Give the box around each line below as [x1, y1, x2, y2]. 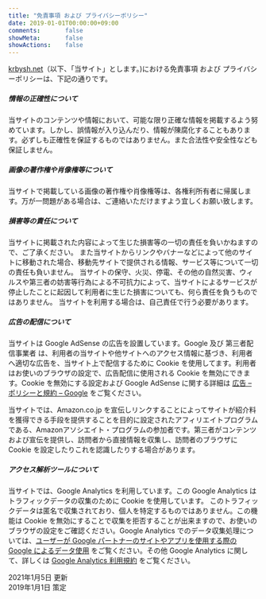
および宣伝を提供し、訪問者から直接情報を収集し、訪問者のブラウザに [8, 435, 238, 444]
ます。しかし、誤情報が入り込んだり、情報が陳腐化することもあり [29, 125, 245, 135]
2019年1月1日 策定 [8, 582, 67, 592]
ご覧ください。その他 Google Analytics [98, 546, 226, 555]
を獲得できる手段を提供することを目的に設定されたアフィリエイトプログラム [8, 415, 259, 424]
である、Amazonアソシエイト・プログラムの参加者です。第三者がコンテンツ [8, 425, 257, 434]
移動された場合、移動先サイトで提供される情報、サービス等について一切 [21, 258, 259, 267]
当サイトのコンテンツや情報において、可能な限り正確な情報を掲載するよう [8, 115, 252, 125]
